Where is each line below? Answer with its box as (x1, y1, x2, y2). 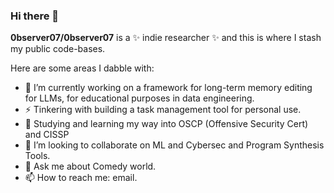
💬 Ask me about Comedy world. (24, 160, 157, 173)
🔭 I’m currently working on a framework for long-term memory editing (24, 82, 313, 94)
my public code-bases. (10, 43, 106, 55)
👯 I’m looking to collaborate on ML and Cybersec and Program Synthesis (24, 139, 325, 151)
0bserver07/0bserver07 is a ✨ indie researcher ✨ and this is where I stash (10, 32, 322, 44)
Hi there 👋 (10, 9, 60, 23)
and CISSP (24, 129, 70, 141)
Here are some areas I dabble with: (10, 62, 155, 74)
